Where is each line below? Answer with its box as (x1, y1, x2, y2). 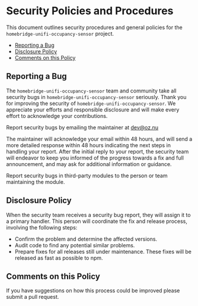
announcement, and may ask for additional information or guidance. (6, 160, 172, 167)
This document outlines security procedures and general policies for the (6, 24, 183, 31)
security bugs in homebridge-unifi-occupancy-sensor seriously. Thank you (6, 93, 187, 100)
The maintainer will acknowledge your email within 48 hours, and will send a (6, 135, 193, 142)
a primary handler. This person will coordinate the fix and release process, (6, 218, 188, 225)
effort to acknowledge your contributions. (6, 112, 108, 119)
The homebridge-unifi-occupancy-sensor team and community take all (6, 87, 177, 94)
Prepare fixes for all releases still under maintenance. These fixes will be (14, 248, 191, 255)
